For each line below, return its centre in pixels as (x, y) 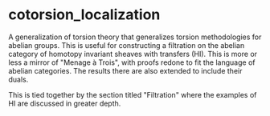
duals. (18, 79)
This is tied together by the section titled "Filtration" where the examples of (133, 94)
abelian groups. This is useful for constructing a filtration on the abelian (127, 45)
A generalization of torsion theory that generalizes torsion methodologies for (135, 37)
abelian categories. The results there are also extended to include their (125, 70)
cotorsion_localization (84, 15)
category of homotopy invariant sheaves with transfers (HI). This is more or (133, 54)
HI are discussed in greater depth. (65, 103)
